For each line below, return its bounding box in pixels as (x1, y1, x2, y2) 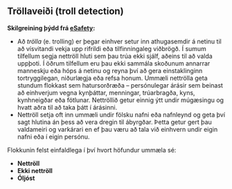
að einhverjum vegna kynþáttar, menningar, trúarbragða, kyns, (17, 88, 195, 97)
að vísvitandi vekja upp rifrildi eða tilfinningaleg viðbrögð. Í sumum (17, 44, 206, 52)
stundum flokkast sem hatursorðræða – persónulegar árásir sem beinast (17, 81, 224, 89)
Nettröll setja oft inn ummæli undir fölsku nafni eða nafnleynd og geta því (17, 110, 226, 119)
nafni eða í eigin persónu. (17, 132, 90, 141)
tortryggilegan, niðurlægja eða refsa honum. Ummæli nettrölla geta (17, 74, 208, 82)
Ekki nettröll (17, 166, 53, 175)
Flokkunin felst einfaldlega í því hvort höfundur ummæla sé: (7, 146, 177, 154)
